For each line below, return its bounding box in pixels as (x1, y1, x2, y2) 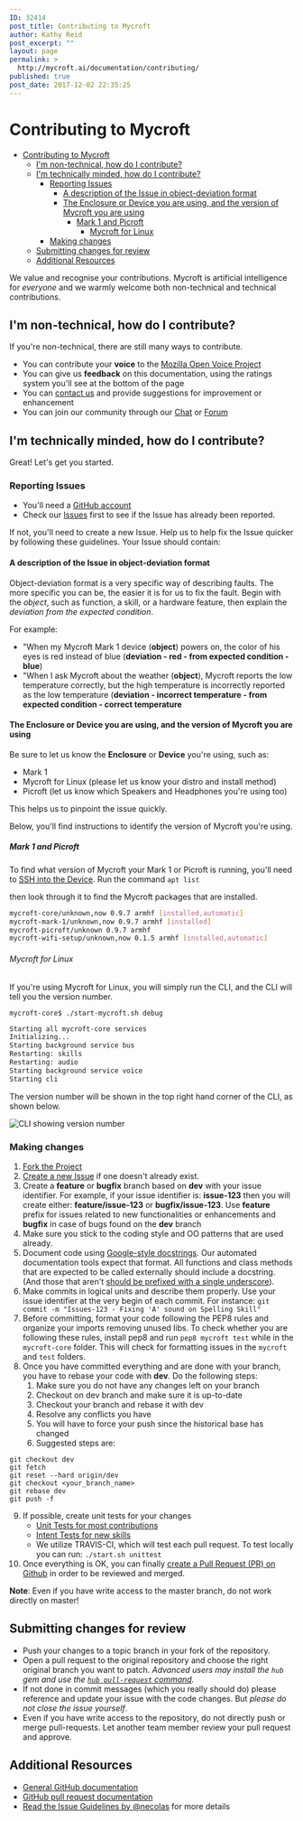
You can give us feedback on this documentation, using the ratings (22, 368, 272, 379)
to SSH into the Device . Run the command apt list (9, 873, 200, 885)
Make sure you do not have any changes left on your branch (35, 1380, 260, 1390)
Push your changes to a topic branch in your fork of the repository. (22, 1645, 271, 1656)
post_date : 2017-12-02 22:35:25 (9, 80, 131, 89)
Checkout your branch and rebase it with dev (35, 1398, 205, 1409)
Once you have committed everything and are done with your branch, (22, 1361, 281, 1371)
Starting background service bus (9, 1041, 135, 1050)
